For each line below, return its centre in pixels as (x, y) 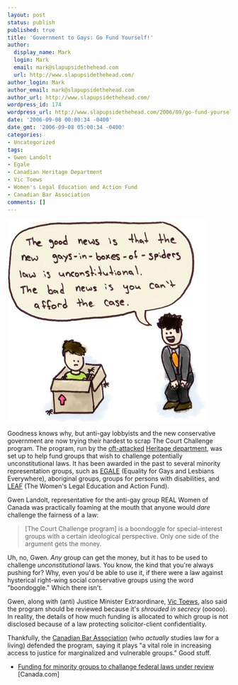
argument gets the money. (63, 544)
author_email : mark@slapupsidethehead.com (71, 90)
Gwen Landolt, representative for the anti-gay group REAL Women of (108, 500)
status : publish (31, 22)
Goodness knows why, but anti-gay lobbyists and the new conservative (112, 433)
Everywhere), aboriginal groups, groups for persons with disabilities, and (113, 478)
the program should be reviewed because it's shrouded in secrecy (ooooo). (117, 609)
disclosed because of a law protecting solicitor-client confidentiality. (107, 624)
